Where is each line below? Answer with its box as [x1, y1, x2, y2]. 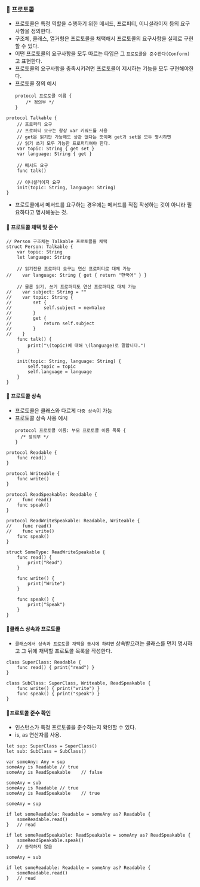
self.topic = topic [27, 364, 76, 370]
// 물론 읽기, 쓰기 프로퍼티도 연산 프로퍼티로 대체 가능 [17, 283, 137, 290]
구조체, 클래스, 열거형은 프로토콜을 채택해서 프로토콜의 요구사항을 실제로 [14, 35, 183, 43]
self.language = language [27, 368, 93, 375]
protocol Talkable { [6, 115, 58, 121]
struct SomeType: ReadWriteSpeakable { [6, 549, 106, 555]
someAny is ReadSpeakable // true [6, 791, 100, 797]
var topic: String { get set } [17, 146, 95, 152]
